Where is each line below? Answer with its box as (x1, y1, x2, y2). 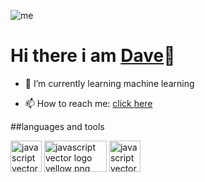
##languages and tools (10, 120, 105, 132)
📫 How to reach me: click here (24, 97, 153, 109)
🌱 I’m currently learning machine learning (24, 77, 195, 89)
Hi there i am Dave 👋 (10, 45, 176, 67)
